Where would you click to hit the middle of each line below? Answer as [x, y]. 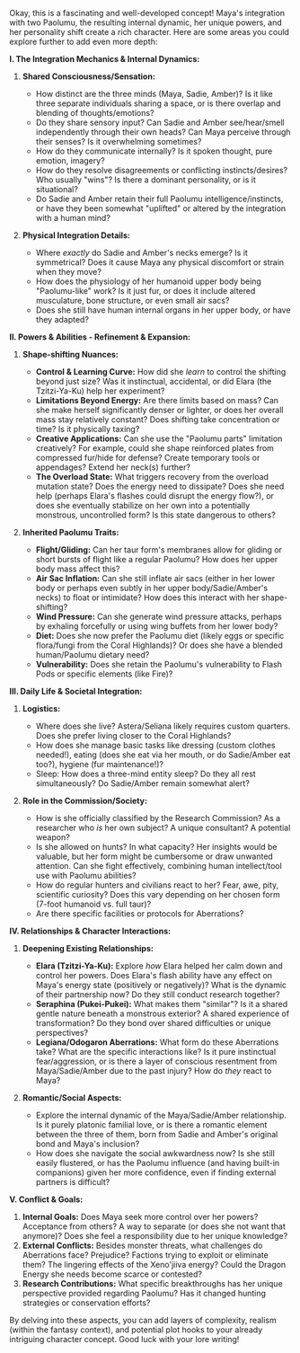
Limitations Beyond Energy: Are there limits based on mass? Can [157, 400]
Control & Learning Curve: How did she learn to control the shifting [161, 371]
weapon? [53, 837]
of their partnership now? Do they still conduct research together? [158, 995]
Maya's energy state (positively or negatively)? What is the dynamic [161, 985]
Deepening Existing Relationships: [88, 948]
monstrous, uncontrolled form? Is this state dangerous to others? [155, 515]
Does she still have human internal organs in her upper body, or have [163, 310]
